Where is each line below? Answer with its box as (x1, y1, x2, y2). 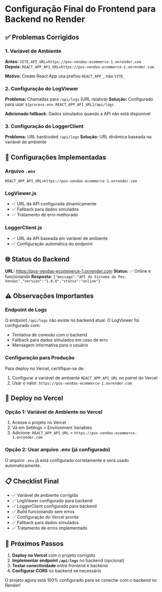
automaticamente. (5, 462, 41, 468)
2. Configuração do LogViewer (5, 85, 79, 92)
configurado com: (5, 323, 41, 329)
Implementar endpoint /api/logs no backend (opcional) (12, 558, 125, 563)
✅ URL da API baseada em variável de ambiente (12, 235, 108, 241)
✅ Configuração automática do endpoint (12, 241, 93, 247)
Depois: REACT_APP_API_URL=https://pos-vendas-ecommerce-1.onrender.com (5, 64, 154, 69)
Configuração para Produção (5, 354, 75, 361)
